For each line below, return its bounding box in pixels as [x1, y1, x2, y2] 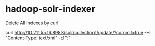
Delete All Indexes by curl [5, 20, 59, 26]
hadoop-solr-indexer [5, 3, 96, 15]
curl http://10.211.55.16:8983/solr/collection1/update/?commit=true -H [5, 29, 150, 35]
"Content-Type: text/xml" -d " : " [5, 35, 71, 41]
